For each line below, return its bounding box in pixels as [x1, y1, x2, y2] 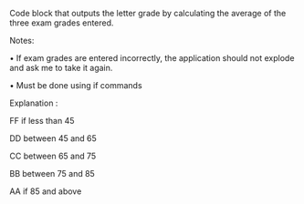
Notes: [9, 36, 35, 46]
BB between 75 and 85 [9, 168, 96, 178]
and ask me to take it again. [9, 63, 113, 73]
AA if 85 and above [9, 186, 82, 197]
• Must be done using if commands [9, 80, 143, 90]
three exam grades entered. [9, 17, 114, 28]
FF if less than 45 [9, 116, 75, 126]
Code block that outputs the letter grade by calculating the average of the [9, 8, 287, 18]
